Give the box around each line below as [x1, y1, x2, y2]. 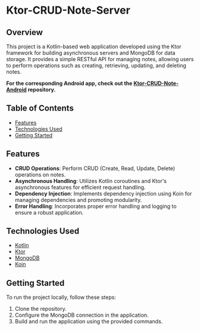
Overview [6, 27, 43, 37]
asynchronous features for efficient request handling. [14, 184, 146, 191]
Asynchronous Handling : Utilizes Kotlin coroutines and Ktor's [14, 177, 167, 184]
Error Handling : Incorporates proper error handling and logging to [14, 203, 177, 210]
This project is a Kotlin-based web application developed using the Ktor [6, 43, 182, 50]
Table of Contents [6, 103, 74, 114]
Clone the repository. [14, 305, 67, 313]
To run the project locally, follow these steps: [6, 294, 116, 301]
